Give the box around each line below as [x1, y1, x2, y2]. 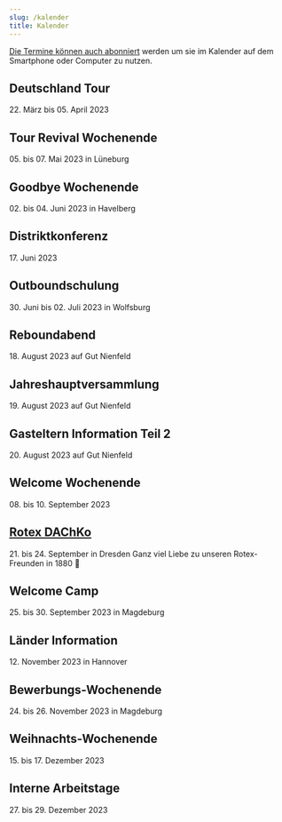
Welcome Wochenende [9, 475, 141, 491]
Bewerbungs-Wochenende [9, 682, 162, 698]
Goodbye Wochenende [9, 180, 139, 195]
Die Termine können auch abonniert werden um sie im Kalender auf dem [9, 45, 274, 56]
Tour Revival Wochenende [9, 130, 158, 145]
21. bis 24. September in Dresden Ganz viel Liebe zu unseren [9, 548, 232, 559]
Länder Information [9, 633, 118, 648]
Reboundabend [9, 327, 96, 342]
